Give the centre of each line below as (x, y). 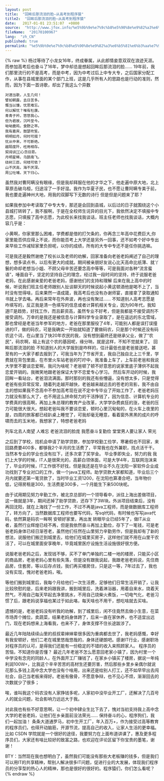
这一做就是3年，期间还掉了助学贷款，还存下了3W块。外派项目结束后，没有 (81, 501)
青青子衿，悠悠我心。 (23, 116)
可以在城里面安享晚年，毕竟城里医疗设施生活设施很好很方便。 (80, 543)
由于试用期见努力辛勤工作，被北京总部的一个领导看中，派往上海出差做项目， (82, 494)
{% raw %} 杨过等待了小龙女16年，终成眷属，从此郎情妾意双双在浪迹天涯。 (81, 60)
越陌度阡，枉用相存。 (23, 147)
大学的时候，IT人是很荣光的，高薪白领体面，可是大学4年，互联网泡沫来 (85, 460)
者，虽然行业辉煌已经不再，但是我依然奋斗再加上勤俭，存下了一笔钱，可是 (80, 525)
